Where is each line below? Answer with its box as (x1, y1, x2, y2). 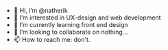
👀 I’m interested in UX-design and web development (13, 14, 161, 22)
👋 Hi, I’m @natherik (13, 7, 69, 14)
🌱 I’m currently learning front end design (13, 21, 128, 28)
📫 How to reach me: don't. (13, 36, 91, 43)
